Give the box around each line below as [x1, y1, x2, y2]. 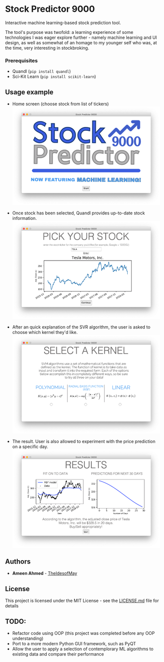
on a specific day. [12, 444, 48, 450]
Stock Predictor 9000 [5, 3, 95, 15]
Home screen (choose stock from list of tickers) [12, 101, 109, 107]
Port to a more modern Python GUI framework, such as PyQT [12, 641, 136, 647]
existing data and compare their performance [12, 651, 104, 657]
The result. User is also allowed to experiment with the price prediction [12, 439, 156, 445]
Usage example [5, 88, 54, 96]
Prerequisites [5, 57, 38, 64]
